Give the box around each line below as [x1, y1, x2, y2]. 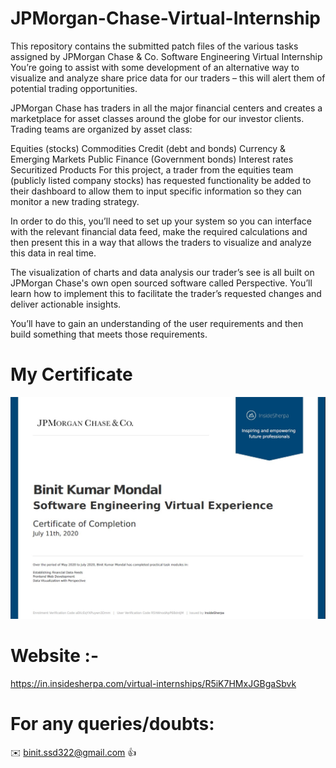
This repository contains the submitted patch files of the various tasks [10, 40, 299, 52]
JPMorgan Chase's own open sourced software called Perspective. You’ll [10, 277, 313, 289]
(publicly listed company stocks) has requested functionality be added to [10, 174, 312, 186]
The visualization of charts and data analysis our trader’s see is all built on [10, 266, 315, 278]
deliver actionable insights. [10, 298, 122, 310]
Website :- [10, 644, 99, 667]
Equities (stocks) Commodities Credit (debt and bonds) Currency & [10, 142, 287, 154]
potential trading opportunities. [10, 82, 138, 94]
